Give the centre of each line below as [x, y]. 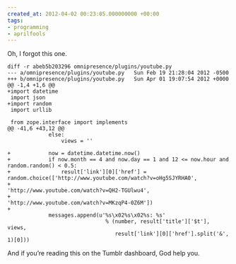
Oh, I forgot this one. [37, 54]
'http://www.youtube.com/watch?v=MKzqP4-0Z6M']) [80, 203]
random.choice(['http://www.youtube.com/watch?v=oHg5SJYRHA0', [102, 178]
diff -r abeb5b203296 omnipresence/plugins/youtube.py [90, 67]
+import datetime [33, 92]
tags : [15, 21]
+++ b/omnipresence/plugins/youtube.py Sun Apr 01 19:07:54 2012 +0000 [118, 79]
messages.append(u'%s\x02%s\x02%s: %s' [107, 216]
